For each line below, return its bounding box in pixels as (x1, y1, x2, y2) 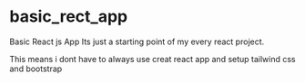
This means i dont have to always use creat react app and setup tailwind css (9, 53, 296, 64)
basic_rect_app (9, 6, 128, 27)
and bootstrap (9, 63, 63, 74)
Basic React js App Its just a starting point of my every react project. (9, 36, 265, 47)
